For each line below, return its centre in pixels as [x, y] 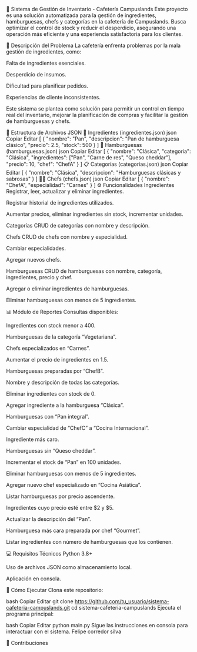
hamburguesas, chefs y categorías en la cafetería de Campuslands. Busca [96, 21]
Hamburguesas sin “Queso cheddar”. [51, 451]
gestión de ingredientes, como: [44, 52]
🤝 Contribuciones [27, 643]
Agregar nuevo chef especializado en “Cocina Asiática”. [74, 485]
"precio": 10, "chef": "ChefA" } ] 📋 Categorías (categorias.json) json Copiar [97, 164]
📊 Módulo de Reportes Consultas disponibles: [62, 312]
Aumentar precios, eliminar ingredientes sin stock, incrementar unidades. [95, 214]
